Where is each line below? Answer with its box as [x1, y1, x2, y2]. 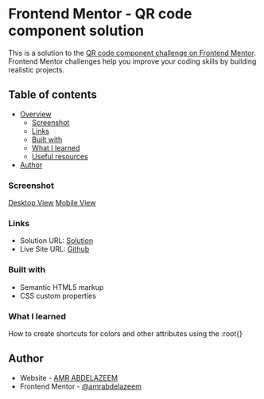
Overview [19, 109, 52, 119]
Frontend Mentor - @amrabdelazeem [19, 381, 142, 391]
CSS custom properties [19, 291, 97, 300]
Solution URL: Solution [19, 236, 94, 245]
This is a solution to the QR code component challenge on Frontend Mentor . [8, 48, 256, 57]
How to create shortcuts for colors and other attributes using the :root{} [8, 328, 243, 338]
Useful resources [31, 151, 89, 161]
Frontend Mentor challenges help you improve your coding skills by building [8, 57, 257, 66]
